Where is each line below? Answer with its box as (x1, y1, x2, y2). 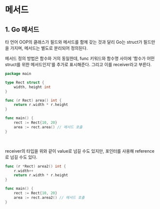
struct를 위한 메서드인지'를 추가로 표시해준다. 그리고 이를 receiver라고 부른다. (5, 62, 152, 67)
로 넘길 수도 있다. (5, 154, 38, 160)
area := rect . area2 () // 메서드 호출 (14, 195, 85, 200)
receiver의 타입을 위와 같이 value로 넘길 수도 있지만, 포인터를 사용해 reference (5, 148, 155, 154)
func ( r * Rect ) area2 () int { (5, 164, 66, 169)
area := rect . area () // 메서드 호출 (14, 124, 83, 129)
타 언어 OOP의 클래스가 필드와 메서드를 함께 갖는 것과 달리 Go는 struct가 (5, 39, 143, 45)
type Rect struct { (5, 80, 45, 85)
